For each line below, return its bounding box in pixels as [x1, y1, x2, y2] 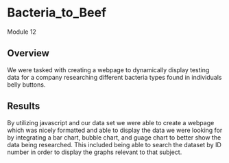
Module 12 [7, 28, 36, 36]
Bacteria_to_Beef [7, 5, 107, 21]
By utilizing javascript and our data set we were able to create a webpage [7, 118, 215, 127]
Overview [7, 47, 50, 59]
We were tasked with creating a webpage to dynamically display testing [7, 65, 210, 74]
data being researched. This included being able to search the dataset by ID [7, 140, 221, 149]
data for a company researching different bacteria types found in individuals [7, 73, 222, 81]
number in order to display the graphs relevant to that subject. [7, 148, 182, 156]
